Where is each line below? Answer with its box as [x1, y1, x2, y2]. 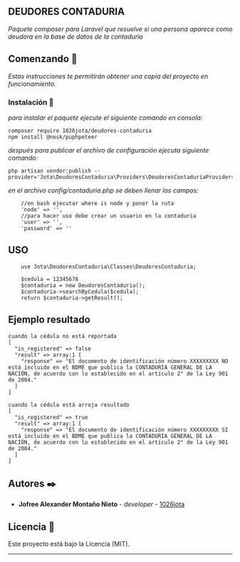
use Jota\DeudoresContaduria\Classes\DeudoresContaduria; [21, 263, 197, 270]
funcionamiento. [8, 79, 56, 88]
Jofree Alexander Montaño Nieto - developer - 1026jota [18, 500, 185, 509]
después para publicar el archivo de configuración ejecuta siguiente [8, 145, 209, 154]
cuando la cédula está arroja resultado [8, 401, 130, 409]
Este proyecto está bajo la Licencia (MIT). [8, 540, 130, 548]
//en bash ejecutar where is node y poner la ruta [21, 200, 174, 207]
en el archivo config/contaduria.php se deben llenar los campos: [8, 185, 199, 195]
